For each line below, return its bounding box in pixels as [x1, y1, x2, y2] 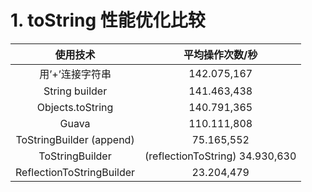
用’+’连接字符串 [39, 67, 112, 81]
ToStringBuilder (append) [15, 132, 135, 146]
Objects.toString [36, 100, 114, 114]
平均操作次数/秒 [183, 47, 258, 61]
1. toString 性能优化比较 [10, 9, 206, 32]
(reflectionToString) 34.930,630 [144, 149, 297, 163]
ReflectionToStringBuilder [15, 165, 136, 179]
